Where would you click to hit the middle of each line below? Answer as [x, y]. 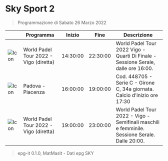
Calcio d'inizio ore [137, 95]
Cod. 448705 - [134, 76]
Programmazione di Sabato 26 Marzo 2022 [62, 22]
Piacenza [34, 92]
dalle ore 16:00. [134, 68]
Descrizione [138, 34]
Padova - [34, 85]
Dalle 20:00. [130, 140]
